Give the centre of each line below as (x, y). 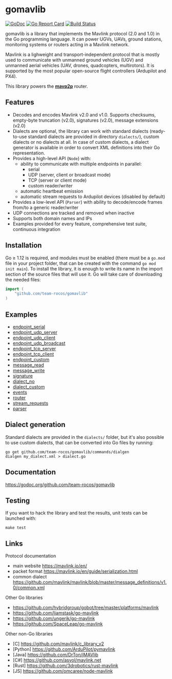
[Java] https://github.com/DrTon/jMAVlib (56, 655)
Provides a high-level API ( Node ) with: (52, 158)
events (20, 392)
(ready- (157, 131)
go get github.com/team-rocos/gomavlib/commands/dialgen (67, 452)
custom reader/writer (50, 185)
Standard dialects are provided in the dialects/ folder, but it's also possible (85, 437)
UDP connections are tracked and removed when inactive (73, 213)
